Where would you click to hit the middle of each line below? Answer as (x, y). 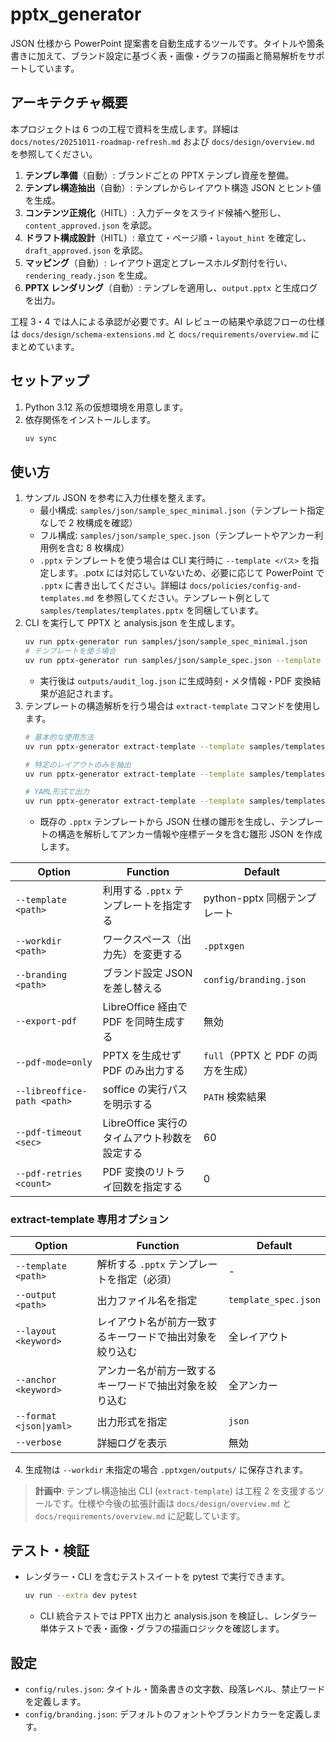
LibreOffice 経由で (145, 1007)
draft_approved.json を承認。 (86, 250)
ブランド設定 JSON (147, 973)
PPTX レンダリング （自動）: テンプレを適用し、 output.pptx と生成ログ (171, 287)
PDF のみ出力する (143, 1071)
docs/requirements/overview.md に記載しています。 (140, 1516)
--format (36, 1416)
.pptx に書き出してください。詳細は (113, 585)
